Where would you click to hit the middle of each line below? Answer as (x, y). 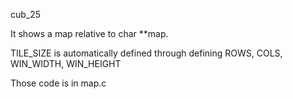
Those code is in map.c (58, 83)
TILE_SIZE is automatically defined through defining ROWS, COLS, (146, 53)
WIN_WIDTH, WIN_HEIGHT (66, 63)
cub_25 (26, 14)
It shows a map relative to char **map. (89, 33)
